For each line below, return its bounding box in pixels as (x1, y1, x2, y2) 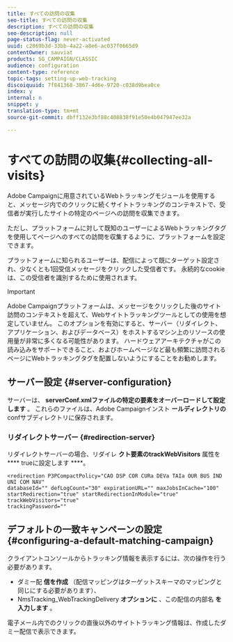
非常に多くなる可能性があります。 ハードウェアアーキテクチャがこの (25, 336, 221, 345)
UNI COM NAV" (7, 478, 45, 485)
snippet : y (7, 101, 39, 108)
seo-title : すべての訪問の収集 (7, 17, 88, 24)
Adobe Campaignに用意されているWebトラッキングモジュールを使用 (7, 191, 204, 199)
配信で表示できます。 (19, 627, 80, 636)
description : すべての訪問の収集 (7, 23, 94, 30)
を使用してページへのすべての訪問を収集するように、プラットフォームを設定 (7, 232, 225, 240)
